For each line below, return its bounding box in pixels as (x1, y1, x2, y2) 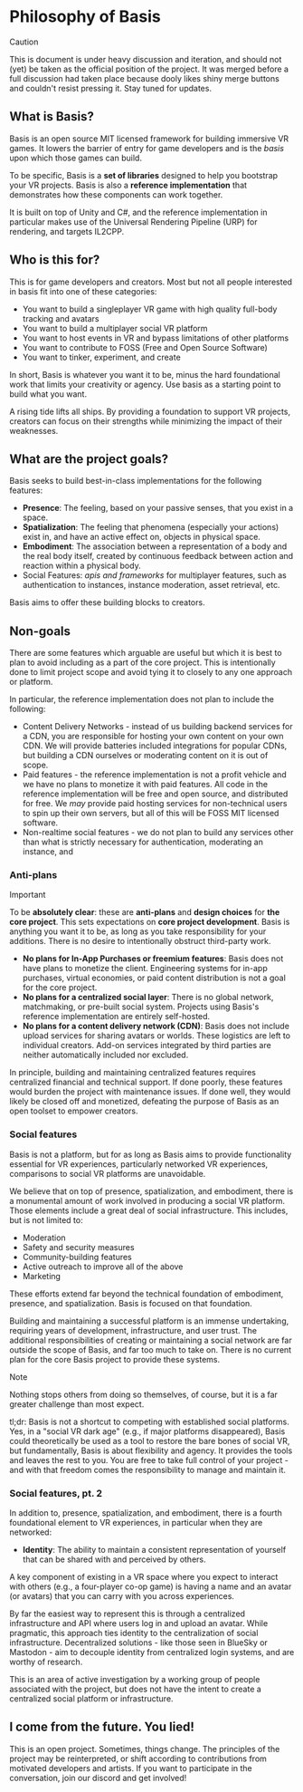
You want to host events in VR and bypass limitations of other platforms (22, 332, 289, 343)
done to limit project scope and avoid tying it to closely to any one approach (9, 667, 292, 678)
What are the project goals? (9, 451, 169, 467)
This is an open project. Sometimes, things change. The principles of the (9, 1743, 280, 1754)
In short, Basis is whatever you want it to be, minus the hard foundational (9, 369, 280, 380)
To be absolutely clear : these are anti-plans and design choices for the (9, 907, 280, 918)
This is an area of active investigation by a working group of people (9, 1674, 260, 1685)
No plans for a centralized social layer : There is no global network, (22, 992, 274, 1003)
